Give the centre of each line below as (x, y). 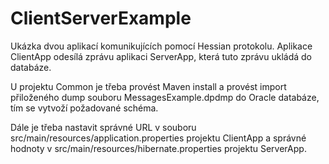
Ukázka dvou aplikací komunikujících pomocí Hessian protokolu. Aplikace (161, 46)
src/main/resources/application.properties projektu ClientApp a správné (158, 138)
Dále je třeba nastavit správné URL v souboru (103, 127)
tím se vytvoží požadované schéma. (84, 108)
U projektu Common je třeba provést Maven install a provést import (148, 86)
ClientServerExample (101, 18)
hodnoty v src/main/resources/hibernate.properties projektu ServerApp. (158, 148)
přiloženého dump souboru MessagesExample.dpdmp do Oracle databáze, (165, 97)
